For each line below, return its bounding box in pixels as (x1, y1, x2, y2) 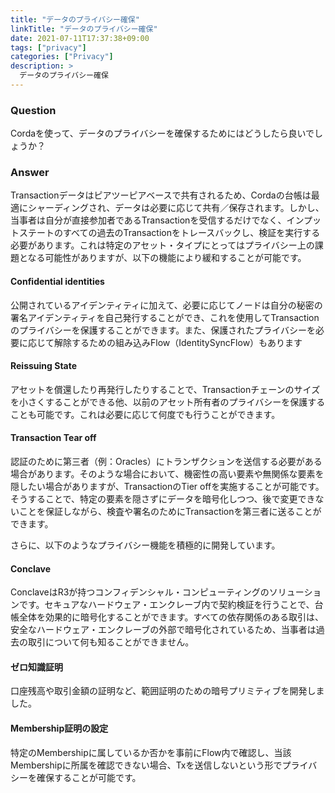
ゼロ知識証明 (10, 661, 63, 673)
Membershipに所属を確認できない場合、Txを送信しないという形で (10, 759, 283, 771)
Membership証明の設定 (10, 722, 109, 735)
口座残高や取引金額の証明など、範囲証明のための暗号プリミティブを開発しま (10, 685, 325, 697)
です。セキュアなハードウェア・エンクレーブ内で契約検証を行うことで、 (18, 599, 315, 611)
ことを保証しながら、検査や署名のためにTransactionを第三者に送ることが (18, 506, 322, 518)
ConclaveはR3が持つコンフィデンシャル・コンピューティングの (10, 586, 270, 598)
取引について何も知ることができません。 (27, 636, 195, 648)
